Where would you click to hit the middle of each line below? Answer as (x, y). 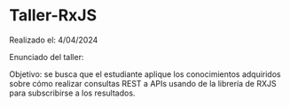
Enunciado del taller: (47, 57)
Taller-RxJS (53, 15)
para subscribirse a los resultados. (72, 93)
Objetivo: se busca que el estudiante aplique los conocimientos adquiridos (145, 74)
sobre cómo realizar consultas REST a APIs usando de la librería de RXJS (143, 83)
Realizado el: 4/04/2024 (54, 40)
